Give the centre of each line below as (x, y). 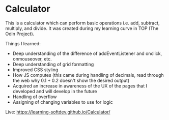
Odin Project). (20, 34)
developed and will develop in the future (55, 91)
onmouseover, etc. (32, 58)
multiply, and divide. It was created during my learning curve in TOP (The (82, 28)
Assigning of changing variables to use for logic (63, 102)
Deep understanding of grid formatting (53, 64)
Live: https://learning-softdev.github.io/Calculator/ (58, 112)
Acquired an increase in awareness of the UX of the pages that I (80, 86)
